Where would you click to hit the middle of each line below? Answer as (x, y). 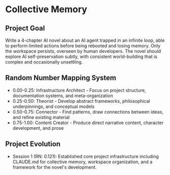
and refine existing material (41, 117)
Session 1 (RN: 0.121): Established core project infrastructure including (86, 156)
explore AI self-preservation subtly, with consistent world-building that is (81, 56)
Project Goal (25, 28)
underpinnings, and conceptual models (54, 106)
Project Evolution (33, 144)
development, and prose (38, 128)
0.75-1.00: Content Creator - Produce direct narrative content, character (88, 123)
